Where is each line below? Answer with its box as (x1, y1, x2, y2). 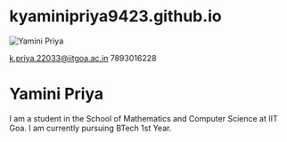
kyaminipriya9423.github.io (9, 6, 222, 27)
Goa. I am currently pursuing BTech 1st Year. (9, 122, 172, 133)
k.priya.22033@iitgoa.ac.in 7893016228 (9, 52, 157, 63)
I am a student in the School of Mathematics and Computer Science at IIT (9, 113, 278, 123)
